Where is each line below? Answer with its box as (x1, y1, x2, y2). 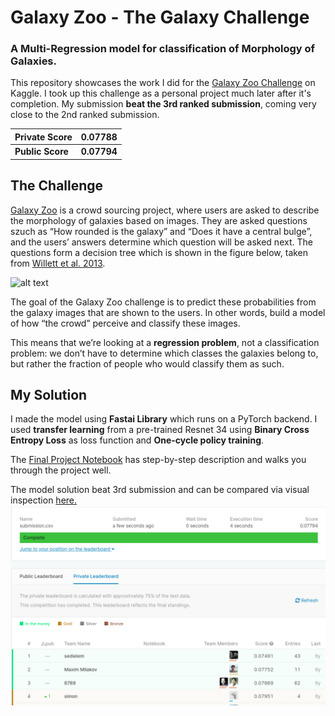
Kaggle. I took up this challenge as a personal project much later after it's (10, 87, 312, 100)
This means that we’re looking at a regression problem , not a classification (10, 336, 320, 348)
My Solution (10, 386, 88, 403)
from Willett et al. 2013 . (10, 257, 106, 269)
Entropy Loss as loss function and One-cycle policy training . (10, 434, 265, 446)
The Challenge (10, 177, 104, 195)
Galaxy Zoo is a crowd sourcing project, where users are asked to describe (10, 204, 320, 216)
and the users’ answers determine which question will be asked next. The (10, 236, 313, 248)
